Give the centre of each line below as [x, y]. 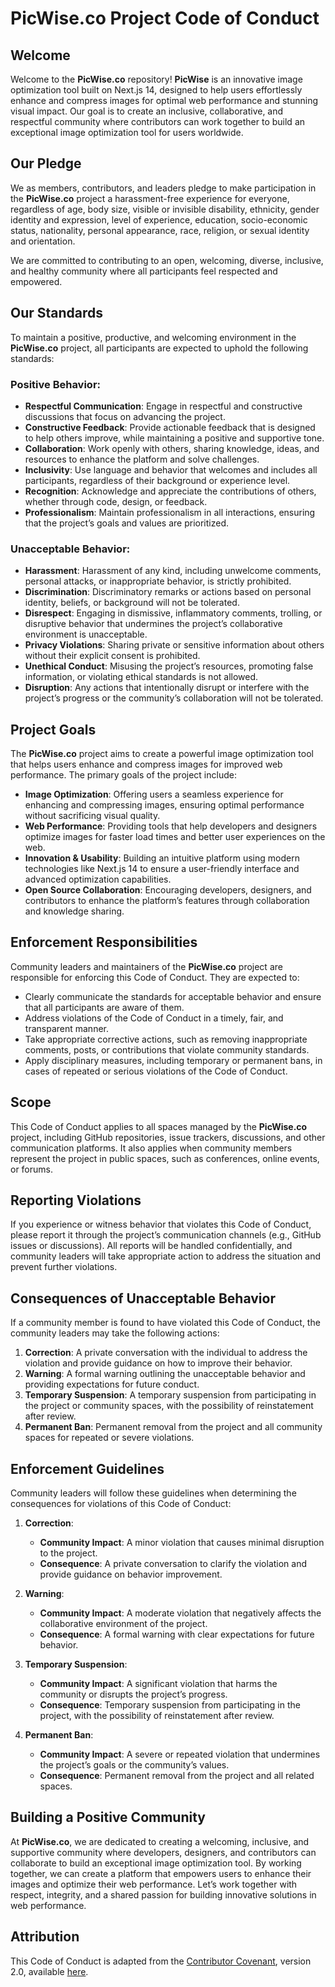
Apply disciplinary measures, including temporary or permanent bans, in [173, 1060]
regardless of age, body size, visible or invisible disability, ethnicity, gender [165, 209]
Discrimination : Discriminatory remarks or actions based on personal [168, 592]
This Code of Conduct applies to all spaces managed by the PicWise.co [159, 1126]
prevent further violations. [64, 1267]
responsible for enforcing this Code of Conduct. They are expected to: [155, 977]
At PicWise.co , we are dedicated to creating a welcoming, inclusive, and [160, 1841]
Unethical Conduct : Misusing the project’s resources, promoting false [169, 666]
